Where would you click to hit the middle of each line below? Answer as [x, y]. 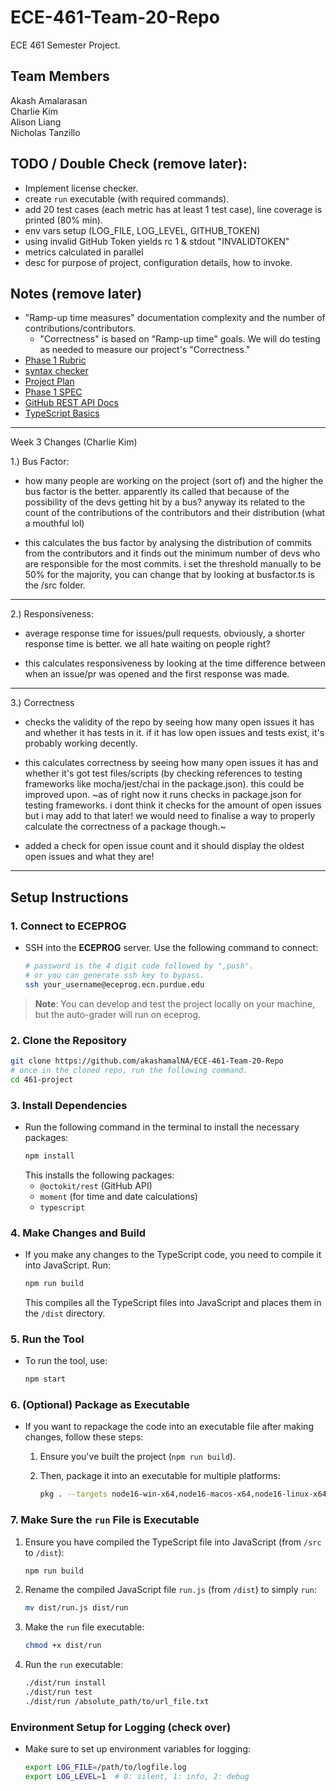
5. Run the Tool [47, 1339]
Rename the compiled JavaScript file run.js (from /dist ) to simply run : [170, 1590]
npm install [49, 1156]
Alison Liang [36, 122]
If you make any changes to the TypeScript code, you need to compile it [173, 1255]
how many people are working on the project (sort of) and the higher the [174, 481]
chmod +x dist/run [63, 1646]
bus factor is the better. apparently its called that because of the [157, 492]
